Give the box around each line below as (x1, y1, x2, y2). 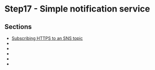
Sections (4, 23, 32, 31)
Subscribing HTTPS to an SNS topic (11, 35, 83, 41)
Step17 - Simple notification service (4, 3, 150, 14)
